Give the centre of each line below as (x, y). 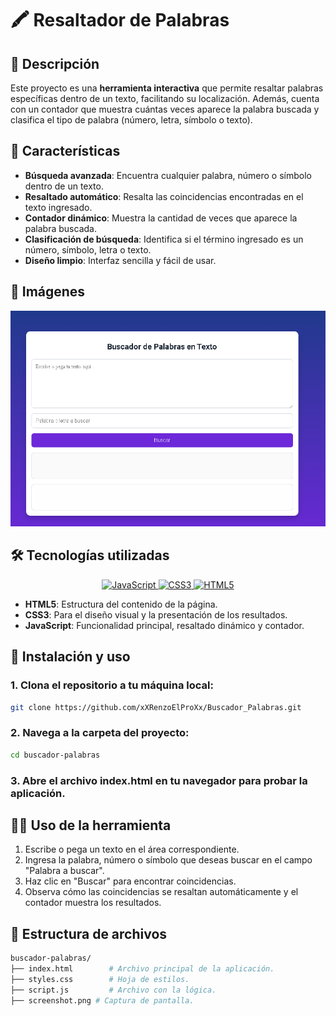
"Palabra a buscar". (64, 871)
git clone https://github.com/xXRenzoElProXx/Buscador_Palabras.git (156, 707)
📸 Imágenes (48, 292)
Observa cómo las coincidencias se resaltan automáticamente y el (161, 892)
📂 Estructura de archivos (89, 933)
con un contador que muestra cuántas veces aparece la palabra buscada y (165, 109)
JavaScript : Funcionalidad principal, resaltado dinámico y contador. (164, 625)
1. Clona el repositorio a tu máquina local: (112, 685)
